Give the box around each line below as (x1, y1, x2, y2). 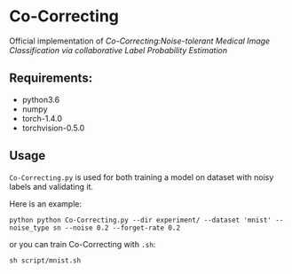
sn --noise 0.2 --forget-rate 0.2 (52, 223, 180, 232)
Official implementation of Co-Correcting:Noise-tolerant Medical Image (9, 35, 271, 46)
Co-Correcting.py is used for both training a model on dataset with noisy (9, 171, 274, 183)
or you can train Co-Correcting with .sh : (9, 239, 156, 249)
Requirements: (9, 71, 93, 86)
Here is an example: (9, 198, 83, 209)
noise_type (9, 223, 50, 232)
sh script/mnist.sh (9, 255, 82, 265)
